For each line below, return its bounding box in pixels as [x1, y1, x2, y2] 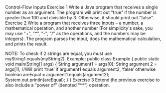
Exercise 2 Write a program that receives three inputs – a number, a [5, 20, 144, 26]
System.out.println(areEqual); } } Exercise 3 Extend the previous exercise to [5, 77, 161, 83]
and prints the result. [5, 41, 48, 46]
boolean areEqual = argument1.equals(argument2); [5, 72, 110, 77]
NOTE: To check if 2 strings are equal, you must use [5, 50, 112, 56]
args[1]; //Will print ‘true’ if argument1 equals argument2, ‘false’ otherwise [5, 66, 156, 72]
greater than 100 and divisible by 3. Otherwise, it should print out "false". [5, 15, 155, 20]
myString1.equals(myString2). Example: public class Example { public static [5, 56, 160, 61]
